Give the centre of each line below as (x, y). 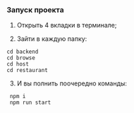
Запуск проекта (35, 10)
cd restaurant (28, 71)
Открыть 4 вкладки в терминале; (67, 25)
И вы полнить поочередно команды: (72, 83)
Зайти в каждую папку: (52, 39)
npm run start (30, 103)
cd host (18, 64)
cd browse (21, 58)
